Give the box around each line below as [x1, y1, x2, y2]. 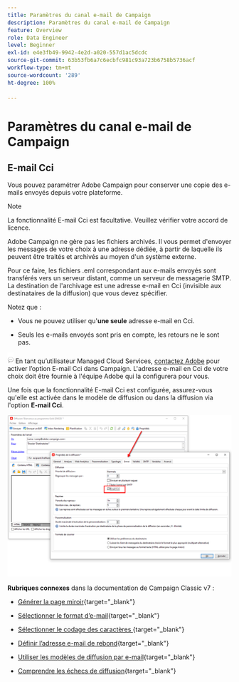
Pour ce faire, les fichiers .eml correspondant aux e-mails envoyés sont [7, 266, 217, 275]
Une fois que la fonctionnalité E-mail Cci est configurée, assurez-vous [7, 386, 213, 395]
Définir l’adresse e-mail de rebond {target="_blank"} [17, 639, 169, 648]
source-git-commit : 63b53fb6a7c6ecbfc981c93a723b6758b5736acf [7, 57, 196, 64]
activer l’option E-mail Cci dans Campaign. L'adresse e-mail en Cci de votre [7, 365, 229, 373]
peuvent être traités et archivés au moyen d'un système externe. [7, 253, 197, 261]
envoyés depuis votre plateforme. [24, 188, 123, 197]
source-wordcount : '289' [7, 71, 81, 78]
